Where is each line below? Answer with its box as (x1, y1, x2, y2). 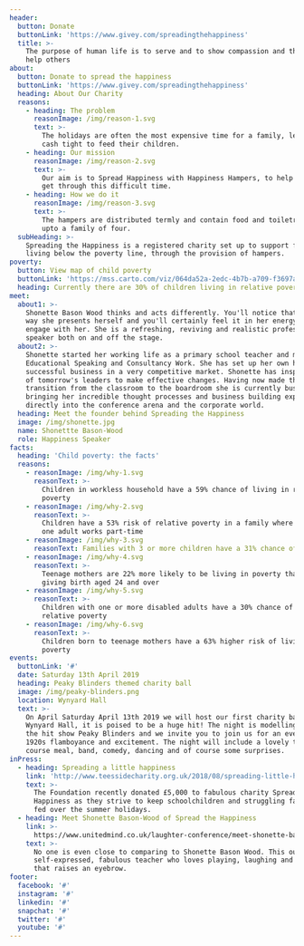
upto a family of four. (42, 224, 131, 233)
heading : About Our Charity (17, 89, 124, 98)
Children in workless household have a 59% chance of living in (42, 485, 290, 494)
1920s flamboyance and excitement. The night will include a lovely (25, 738, 290, 748)
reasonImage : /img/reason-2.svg (33, 156, 156, 166)
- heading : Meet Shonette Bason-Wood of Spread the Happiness (17, 814, 257, 823)
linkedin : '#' (17, 898, 71, 907)
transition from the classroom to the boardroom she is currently (25, 384, 281, 393)
